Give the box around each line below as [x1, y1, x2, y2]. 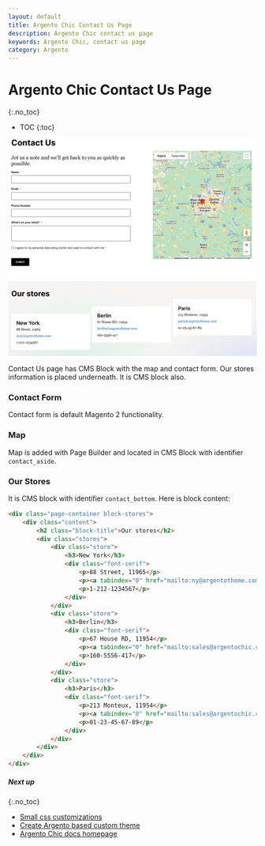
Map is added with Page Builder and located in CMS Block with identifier [8, 447, 244, 457]
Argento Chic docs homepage [19, 829, 118, 839]
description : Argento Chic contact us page [8, 29, 154, 37]
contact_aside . [8, 456, 57, 465]
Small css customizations [19, 812, 103, 822]
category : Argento [8, 46, 69, 55]
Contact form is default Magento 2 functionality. [8, 410, 164, 419]
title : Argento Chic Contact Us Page [8, 21, 132, 29]
